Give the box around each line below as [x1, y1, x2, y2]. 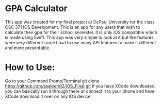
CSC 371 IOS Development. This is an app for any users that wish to [5, 24, 141, 30]
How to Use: [5, 62, 55, 73]
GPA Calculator [5, 3, 68, 14]
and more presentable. [5, 45, 50, 51]
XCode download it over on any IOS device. [5, 93, 92, 99]
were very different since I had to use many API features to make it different [5, 39, 156, 45]
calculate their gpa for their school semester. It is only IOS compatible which [5, 29, 158, 35]
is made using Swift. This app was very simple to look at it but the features [5, 35, 154, 40]
